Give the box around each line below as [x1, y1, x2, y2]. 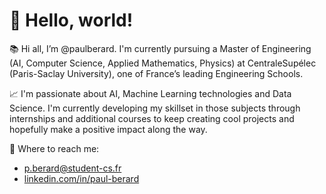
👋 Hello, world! [9, 9, 134, 32]
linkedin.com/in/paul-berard [23, 172, 140, 184]
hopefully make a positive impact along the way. [9, 123, 208, 135]
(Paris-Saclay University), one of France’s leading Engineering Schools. [9, 67, 304, 79]
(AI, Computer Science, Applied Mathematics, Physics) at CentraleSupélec [9, 57, 317, 69]
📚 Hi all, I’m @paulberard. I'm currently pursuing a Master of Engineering [9, 42, 312, 54]
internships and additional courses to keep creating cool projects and [9, 112, 295, 124]
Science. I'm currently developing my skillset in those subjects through [9, 102, 301, 114]
